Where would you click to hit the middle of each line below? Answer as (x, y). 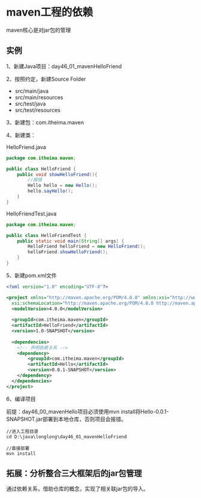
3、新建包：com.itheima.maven (45, 122)
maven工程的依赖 (50, 12)
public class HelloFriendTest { (46, 235)
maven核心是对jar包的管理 (39, 30)
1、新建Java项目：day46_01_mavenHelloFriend (64, 66)
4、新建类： (21, 135)
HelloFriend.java (26, 147)
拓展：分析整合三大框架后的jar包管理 (74, 473)
